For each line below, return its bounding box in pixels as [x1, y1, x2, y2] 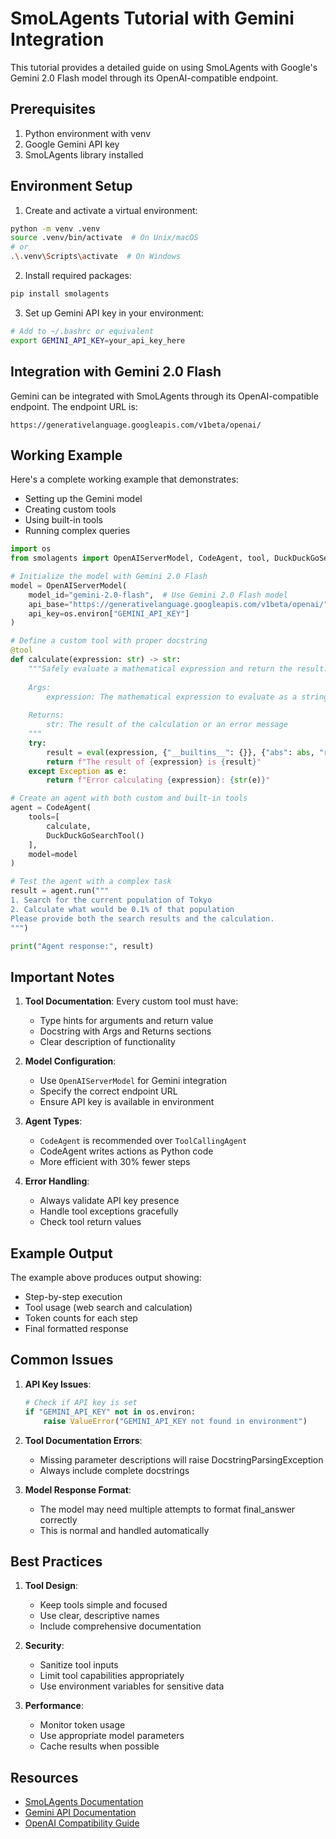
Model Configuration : [24, 1055, 117, 1067]
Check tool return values [39, 1216, 142, 1228]
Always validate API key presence [39, 1195, 180, 1207]
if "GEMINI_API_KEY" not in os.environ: [24, 1407, 196, 1417]
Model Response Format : [24, 1483, 132, 1496]
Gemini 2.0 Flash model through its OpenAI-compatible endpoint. [10, 72, 279, 84]
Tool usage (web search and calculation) [24, 1302, 193, 1314]
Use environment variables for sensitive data [39, 1680, 225, 1692]
